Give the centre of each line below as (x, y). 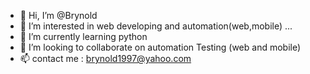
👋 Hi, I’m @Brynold (58, 15)
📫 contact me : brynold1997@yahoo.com (105, 58)
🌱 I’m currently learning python (83, 36)
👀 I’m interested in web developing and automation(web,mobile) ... (156, 26)
